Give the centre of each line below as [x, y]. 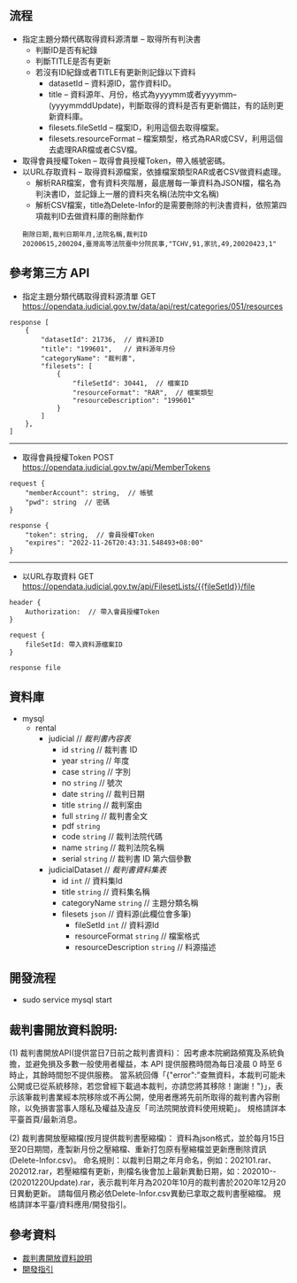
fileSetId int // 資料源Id [117, 925]
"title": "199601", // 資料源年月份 [108, 349]
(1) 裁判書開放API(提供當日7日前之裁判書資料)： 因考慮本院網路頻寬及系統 [143, 1053]
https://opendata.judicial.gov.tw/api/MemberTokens [116, 467]
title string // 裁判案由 [102, 805]
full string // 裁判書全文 [105, 816]
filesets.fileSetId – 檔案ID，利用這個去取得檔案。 [136, 128]
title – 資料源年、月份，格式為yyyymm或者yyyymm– [142, 94]
